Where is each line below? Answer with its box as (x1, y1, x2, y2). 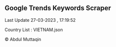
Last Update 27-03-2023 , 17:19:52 (4, 17, 76, 23)
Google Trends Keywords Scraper (4, 4, 111, 12)
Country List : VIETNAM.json (4, 27, 63, 33)
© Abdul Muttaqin (4, 36, 42, 42)
